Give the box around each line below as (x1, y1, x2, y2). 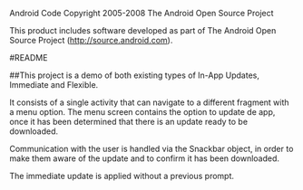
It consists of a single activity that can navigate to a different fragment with (9, 97, 289, 108)
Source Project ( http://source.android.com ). (9, 35, 173, 45)
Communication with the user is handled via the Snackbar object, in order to (9, 144, 294, 154)
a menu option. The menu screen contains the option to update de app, (9, 107, 276, 117)
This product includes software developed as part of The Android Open (9, 25, 277, 35)
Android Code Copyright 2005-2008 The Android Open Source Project (9, 8, 274, 18)
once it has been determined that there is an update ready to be (9, 117, 248, 127)
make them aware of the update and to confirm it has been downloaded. (9, 153, 279, 164)
